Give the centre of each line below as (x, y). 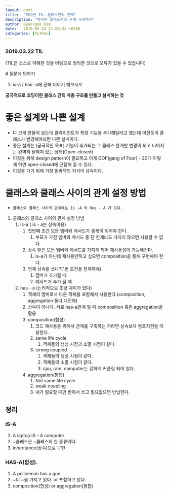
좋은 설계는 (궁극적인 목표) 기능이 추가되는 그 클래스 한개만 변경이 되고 (81, 146)
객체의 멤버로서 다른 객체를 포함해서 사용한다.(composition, (87, 294)
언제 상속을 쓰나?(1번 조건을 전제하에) (65, 269)
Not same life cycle (55, 381)
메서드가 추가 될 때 (54, 282)
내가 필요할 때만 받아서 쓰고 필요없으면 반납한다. (82, 392)
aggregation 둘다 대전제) (53, 301)
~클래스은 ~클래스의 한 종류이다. (45, 441)
